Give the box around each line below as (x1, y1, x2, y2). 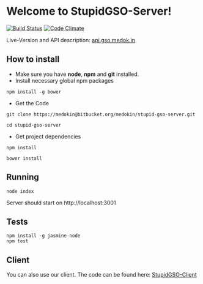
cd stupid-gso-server (6, 122, 62, 128)
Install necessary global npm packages (15, 77, 114, 84)
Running (6, 172, 40, 182)
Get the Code (15, 99, 50, 106)
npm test (6, 238, 29, 244)
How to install (6, 54, 60, 65)
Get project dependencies (15, 133, 81, 140)
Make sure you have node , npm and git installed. (15, 70, 139, 78)
